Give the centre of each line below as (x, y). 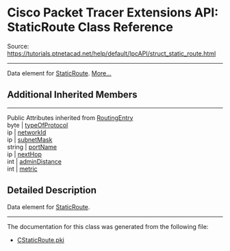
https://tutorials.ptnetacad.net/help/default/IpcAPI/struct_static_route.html (112, 53)
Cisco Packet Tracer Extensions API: (113, 13)
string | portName (32, 147)
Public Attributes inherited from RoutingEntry (70, 117)
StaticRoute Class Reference (90, 27)
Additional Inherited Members (72, 95)
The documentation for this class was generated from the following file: (108, 226)
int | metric (22, 169)
